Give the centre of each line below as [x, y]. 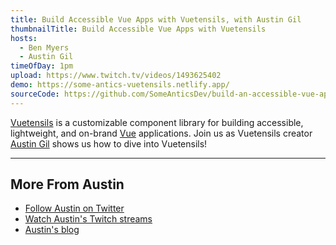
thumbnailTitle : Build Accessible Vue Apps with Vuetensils [138, 29]
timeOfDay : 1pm [42, 66]
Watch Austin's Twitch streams [88, 219]
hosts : [24, 38]
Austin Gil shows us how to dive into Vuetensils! [109, 143]
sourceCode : [35, 94]
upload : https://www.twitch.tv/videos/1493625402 [116, 76]
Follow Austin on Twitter [74, 208]
